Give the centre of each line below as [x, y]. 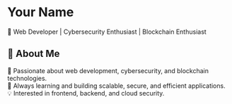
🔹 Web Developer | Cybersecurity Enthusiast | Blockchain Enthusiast [107, 32]
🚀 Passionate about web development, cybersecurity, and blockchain [108, 70]
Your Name [41, 12]
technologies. [27, 78]
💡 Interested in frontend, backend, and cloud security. [86, 93]
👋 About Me [34, 54]
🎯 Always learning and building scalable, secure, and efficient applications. [116, 86]
